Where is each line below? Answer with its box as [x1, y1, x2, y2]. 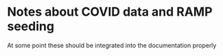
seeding [7, 18, 55, 34]
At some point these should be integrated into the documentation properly [7, 41, 217, 49]
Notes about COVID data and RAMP [7, 4, 213, 20]
